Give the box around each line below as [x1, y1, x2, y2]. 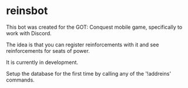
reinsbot [6, 4, 48, 18]
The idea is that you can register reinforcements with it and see [6, 41, 159, 48]
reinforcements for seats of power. [6, 47, 90, 54]
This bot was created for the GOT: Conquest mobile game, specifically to [6, 23, 183, 31]
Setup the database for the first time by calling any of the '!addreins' [6, 70, 172, 77]
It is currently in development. [6, 59, 78, 66]
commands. [6, 76, 35, 83]
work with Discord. [6, 29, 52, 36]
